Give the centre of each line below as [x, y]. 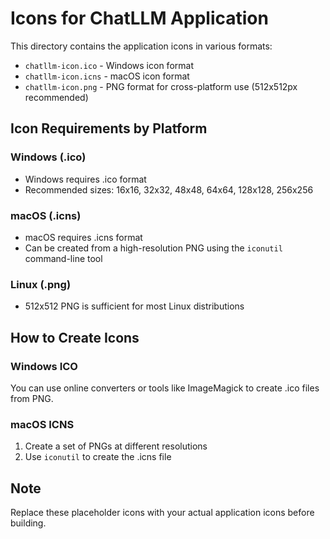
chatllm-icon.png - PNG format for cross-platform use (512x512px [161, 86]
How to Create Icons [75, 337]
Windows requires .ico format [85, 179]
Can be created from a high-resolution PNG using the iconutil [153, 248]
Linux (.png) [41, 284]
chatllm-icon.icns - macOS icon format [107, 76]
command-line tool [63, 258]
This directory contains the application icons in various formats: [141, 46]
